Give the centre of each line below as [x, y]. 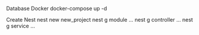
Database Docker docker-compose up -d [57, 8]
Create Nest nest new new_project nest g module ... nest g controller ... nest [100, 20]
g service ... [21, 26]
